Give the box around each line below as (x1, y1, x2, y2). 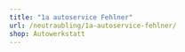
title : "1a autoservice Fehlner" (9, 12, 133, 22)
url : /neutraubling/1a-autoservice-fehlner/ (9, 21, 177, 30)
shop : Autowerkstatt (9, 29, 86, 38)
